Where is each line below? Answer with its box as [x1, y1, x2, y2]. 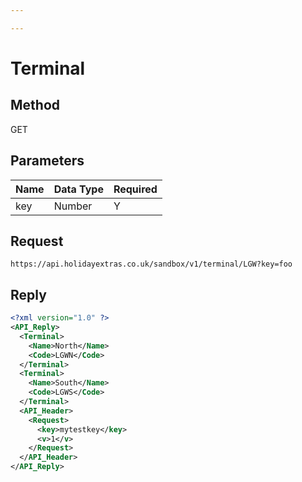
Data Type [53, 182, 104, 196]
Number [53, 199, 93, 213]
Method [10, 97, 61, 114]
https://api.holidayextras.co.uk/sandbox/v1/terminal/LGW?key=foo [10, 259, 293, 270]
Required [113, 182, 158, 196]
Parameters [10, 152, 85, 170]
